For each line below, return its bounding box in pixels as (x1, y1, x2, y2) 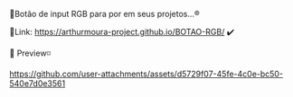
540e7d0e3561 (9, 78, 66, 89)
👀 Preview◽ (9, 48, 52, 58)
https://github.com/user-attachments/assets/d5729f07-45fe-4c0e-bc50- (9, 68, 283, 79)
